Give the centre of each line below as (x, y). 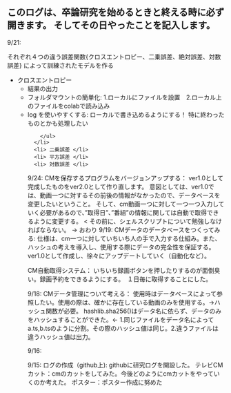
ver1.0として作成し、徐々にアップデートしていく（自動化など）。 (119, 256)
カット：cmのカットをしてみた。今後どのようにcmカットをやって (120, 373)
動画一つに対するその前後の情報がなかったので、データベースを (130, 195)
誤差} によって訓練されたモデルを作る (60, 65)
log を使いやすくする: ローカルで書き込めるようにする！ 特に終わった (126, 114)
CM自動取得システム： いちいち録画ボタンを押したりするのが (114, 270)
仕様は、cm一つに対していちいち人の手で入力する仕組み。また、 (129, 238)
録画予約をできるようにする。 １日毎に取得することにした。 (126, 279)
